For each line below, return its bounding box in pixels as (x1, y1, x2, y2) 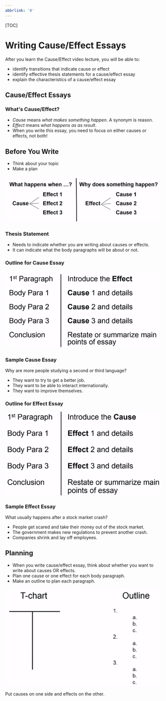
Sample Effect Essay (5, 503, 56, 510)
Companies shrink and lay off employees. (12, 534, 98, 540)
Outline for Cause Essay (5, 259, 65, 266)
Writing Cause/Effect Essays (5, 40, 126, 51)
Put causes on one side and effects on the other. (5, 691, 105, 697)
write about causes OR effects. (12, 567, 76, 573)
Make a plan (12, 166, 38, 172)
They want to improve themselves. (12, 388, 83, 394)
